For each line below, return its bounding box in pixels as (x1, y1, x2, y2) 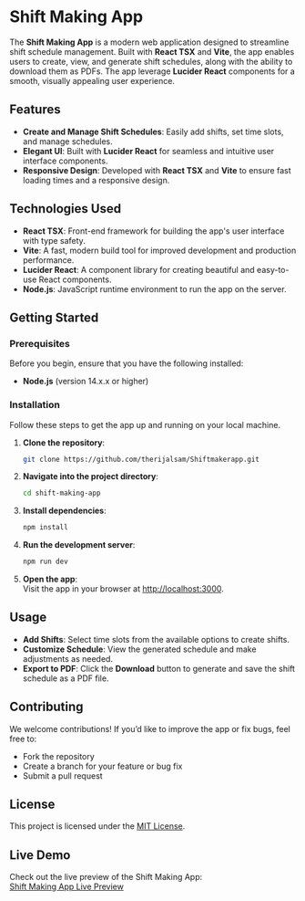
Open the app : (22, 573, 78, 585)
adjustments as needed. (22, 653, 114, 664)
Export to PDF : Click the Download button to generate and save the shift (22, 663, 296, 674)
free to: (9, 733, 37, 744)
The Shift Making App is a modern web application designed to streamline (9, 37, 290, 47)
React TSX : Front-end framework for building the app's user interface (22, 225, 285, 236)
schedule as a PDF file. (22, 673, 109, 684)
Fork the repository (22, 750, 96, 761)
